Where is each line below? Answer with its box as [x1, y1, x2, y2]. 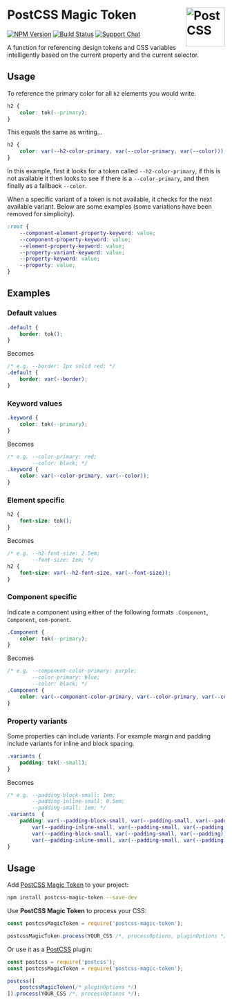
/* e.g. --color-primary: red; [7, 453, 97, 460]
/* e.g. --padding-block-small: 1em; [7, 791, 116, 799]
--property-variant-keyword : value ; [19, 249, 126, 256]
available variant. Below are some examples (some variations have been [7, 202, 212, 211]
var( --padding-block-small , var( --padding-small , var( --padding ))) [32, 830, 230, 837]
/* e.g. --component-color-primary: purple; [7, 668, 137, 675]
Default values [7, 309, 57, 318]
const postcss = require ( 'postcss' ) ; [7, 958, 116, 965]
